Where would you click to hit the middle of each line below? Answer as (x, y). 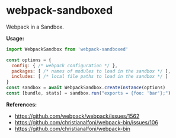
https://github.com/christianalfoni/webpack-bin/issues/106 (86, 122)
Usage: (15, 38)
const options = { (29, 60)
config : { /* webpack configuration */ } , (65, 65)
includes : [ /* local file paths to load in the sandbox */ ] (90, 77)
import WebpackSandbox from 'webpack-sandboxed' (67, 49)
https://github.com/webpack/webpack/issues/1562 (77, 116)
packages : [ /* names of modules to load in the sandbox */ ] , (91, 71)
